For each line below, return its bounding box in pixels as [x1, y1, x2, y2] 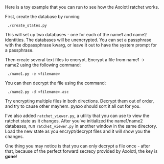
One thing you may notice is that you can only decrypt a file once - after [5, 143, 150, 149]
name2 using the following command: [5, 62, 81, 68]
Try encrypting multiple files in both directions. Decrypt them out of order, [5, 98, 154, 104]
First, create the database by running [5, 14, 80, 19]
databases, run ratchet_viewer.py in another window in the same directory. [5, 123, 158, 129]
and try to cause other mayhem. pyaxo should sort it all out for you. [5, 103, 141, 109]
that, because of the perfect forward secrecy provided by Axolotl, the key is [5, 148, 158, 154]
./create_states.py [7, 23, 47, 28]
